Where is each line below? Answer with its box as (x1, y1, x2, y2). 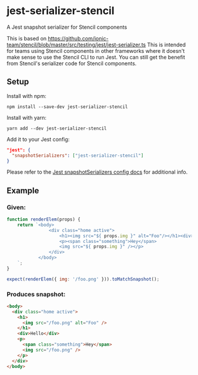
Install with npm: (6, 92, 46, 99)
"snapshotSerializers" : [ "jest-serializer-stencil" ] (12, 153, 144, 158)
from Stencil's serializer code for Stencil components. (6, 60, 137, 67)
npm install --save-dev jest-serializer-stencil (6, 104, 128, 110)
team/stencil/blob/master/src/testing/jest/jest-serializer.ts (6, 41, 146, 48)
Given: (6, 203, 26, 211)
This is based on (6, 35, 47, 42)
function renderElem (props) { (6, 217, 81, 222)
